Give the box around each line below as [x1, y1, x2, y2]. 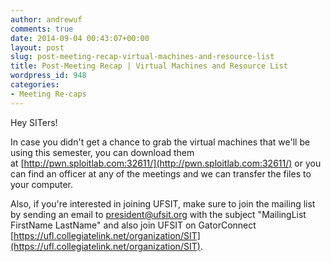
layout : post [10, 42, 65, 53]
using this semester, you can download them [10, 146, 195, 158]
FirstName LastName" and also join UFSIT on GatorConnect [10, 219, 257, 231]
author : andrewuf [10, 14, 83, 25]
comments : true [10, 24, 74, 34]
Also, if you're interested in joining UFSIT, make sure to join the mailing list [10, 197, 316, 210]
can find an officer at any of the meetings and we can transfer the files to [10, 167, 312, 180]
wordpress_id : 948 [10, 71, 87, 81]
